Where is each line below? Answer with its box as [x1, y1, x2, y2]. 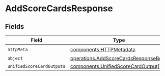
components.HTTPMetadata [70, 46, 136, 53]
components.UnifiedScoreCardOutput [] [70, 63, 162, 70]
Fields [5, 22, 25, 31]
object [7, 56, 23, 61]
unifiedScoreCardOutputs [7, 64, 66, 69]
